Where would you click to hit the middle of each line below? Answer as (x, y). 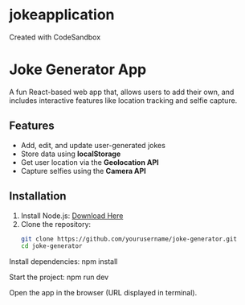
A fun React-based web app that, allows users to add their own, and (122, 92)
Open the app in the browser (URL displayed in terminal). (103, 293)
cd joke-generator (51, 246)
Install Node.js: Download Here (72, 216)
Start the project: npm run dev (59, 277)
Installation (38, 196)
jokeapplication (62, 15)
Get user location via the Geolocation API (90, 162)
